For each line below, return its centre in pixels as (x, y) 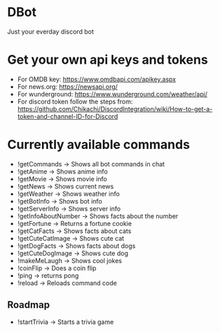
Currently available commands (99, 145)
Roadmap (29, 305)
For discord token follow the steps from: (75, 101)
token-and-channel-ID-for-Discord (68, 116)
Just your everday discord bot (51, 31)
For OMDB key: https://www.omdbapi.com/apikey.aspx (97, 79)
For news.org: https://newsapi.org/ (67, 86)
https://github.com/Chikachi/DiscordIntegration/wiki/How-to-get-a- (115, 108)
